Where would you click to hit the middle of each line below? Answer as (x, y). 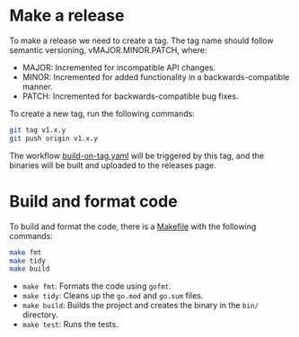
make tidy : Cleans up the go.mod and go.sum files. (113, 296)
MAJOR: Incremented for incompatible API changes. (119, 67)
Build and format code (93, 201)
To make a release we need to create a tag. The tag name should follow (141, 40)
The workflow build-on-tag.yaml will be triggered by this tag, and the (137, 155)
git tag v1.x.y (38, 130)
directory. (40, 315)
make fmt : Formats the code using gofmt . (97, 286)
